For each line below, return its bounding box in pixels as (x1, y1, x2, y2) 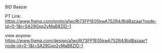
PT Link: (5, 13, 22, 19)
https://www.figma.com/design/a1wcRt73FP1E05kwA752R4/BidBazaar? (5, 38, 148, 43)
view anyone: (5, 33, 32, 38)
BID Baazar (5, 4, 28, 10)
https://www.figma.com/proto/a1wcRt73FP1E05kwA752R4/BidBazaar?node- (5, 19, 157, 24)
